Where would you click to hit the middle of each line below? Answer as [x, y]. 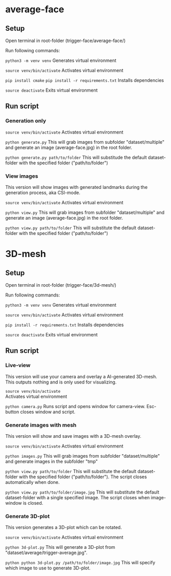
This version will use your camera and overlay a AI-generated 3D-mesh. [81, 376]
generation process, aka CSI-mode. [43, 193]
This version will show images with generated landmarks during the [77, 187]
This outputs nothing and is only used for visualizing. [61, 382]
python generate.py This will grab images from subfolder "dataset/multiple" [85, 142]
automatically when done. [33, 482]
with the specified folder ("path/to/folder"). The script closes [83, 477]
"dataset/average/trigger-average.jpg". [46, 553]
